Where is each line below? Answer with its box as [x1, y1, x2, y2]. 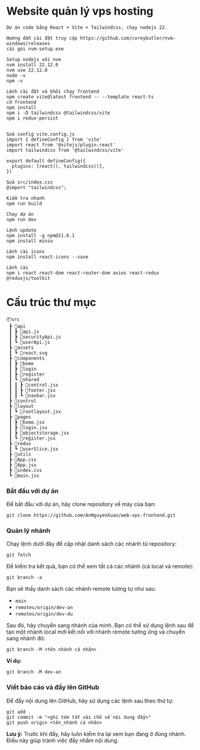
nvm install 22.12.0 [6, 62, 59, 68]
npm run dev [6, 216, 37, 223]
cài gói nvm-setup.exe [6, 46, 64, 52]
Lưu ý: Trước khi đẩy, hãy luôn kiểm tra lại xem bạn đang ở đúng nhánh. [6, 730, 187, 737]
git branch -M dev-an [6, 669, 62, 675]
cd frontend [6, 99, 37, 105]
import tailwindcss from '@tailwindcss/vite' [6, 147, 124, 153]
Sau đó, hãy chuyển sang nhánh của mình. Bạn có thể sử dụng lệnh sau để [6, 622, 194, 629]
